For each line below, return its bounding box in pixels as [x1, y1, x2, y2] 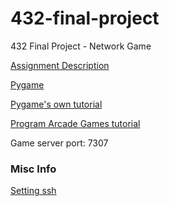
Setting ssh [10, 185, 57, 197]
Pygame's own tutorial [10, 98, 103, 110]
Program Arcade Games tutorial [10, 117, 141, 129]
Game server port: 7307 [10, 137, 109, 149]
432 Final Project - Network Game [10, 40, 152, 52]
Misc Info [10, 162, 57, 176]
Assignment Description [10, 59, 110, 71]
